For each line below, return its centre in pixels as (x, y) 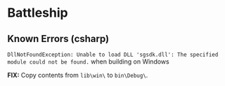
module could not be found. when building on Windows (89, 62)
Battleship (38, 13)
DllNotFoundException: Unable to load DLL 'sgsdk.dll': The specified (113, 55)
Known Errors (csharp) (58, 39)
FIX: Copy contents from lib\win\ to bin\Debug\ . (78, 75)
